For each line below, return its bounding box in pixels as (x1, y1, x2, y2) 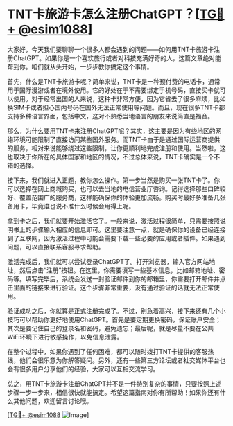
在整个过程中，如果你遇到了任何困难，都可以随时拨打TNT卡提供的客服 (7, 347, 208, 355)
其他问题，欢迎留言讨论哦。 (12, 396, 92, 405)
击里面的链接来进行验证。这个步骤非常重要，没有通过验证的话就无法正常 (7, 283, 214, 292)
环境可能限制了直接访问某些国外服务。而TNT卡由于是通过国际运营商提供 (12, 135, 221, 143)
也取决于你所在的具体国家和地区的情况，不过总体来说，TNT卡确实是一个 (7, 152, 214, 161)
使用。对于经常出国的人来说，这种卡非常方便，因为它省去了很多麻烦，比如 (12, 94, 226, 103)
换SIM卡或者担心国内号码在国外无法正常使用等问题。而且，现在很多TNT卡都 (7, 103, 225, 112)
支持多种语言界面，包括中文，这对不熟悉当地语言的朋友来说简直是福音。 (7, 112, 214, 120)
